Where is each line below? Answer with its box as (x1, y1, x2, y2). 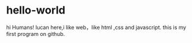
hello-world (6, 4, 66, 17)
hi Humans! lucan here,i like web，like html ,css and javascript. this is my (6, 24, 187, 31)
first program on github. (6, 30, 65, 37)
